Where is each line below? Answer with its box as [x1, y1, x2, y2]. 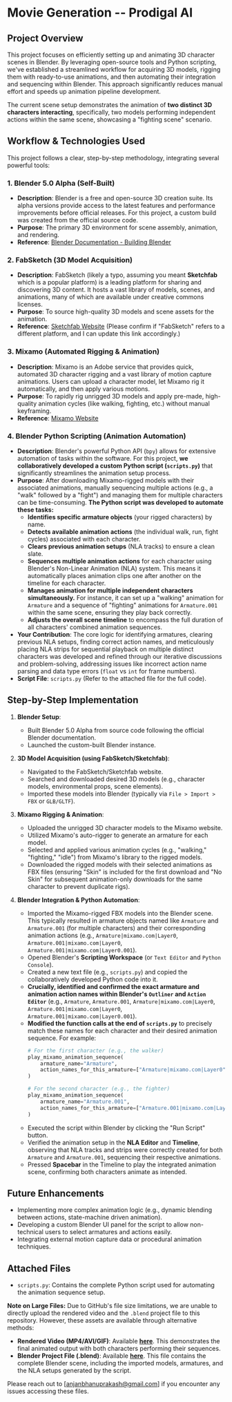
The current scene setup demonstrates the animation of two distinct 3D [7, 101, 213, 108]
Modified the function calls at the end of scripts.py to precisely [27, 1019, 213, 1027]
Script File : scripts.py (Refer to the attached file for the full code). [17, 675, 207, 682]
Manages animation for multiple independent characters [27, 586, 193, 595]
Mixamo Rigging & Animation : [17, 810, 104, 818]
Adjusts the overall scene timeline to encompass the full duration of [27, 616, 223, 624]
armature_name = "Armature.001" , [40, 1098, 130, 1105]
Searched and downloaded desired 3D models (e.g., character [27, 775, 205, 783]
